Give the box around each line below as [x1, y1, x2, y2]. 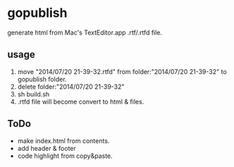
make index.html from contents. [17, 136, 110, 145]
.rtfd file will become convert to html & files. [17, 97, 144, 106]
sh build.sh [17, 89, 50, 98]
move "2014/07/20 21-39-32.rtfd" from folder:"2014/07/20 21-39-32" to [17, 67, 227, 75]
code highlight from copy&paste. [17, 151, 113, 160]
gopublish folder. [17, 75, 67, 83]
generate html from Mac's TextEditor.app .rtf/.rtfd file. [7, 28, 163, 37]
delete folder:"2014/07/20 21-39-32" [17, 82, 125, 91]
